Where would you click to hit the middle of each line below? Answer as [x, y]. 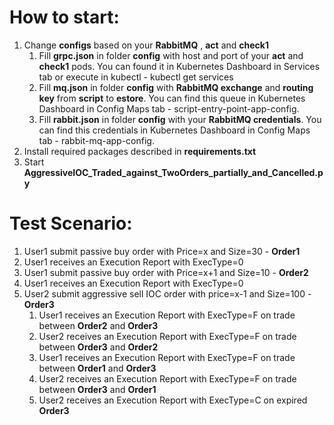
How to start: [64, 17]
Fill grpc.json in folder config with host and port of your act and [171, 55]
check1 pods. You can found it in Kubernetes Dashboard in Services [179, 66]
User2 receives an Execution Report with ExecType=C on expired [173, 400]
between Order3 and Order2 [98, 347]
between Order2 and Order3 [98, 325]
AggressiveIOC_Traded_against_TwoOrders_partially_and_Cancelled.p [173, 172]
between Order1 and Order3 [97, 368]
